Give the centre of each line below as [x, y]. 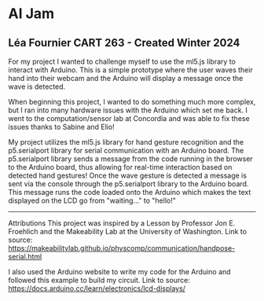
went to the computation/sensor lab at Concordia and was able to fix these [129, 118]
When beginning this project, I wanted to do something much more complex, [132, 102]
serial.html [25, 257]
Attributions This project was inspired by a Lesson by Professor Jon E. [122, 223]
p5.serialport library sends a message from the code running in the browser [130, 159]
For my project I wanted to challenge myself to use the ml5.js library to [122, 61]
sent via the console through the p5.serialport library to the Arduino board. [128, 184]
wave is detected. [37, 86]
